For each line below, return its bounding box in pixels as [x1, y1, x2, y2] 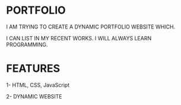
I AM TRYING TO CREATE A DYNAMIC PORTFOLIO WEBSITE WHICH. [6, 23, 176, 30]
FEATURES [6, 62, 61, 75]
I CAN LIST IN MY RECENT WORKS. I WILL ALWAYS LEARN [6, 34, 152, 42]
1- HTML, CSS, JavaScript [6, 81, 70, 88]
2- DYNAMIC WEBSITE [6, 93, 62, 100]
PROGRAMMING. [6, 41, 48, 48]
